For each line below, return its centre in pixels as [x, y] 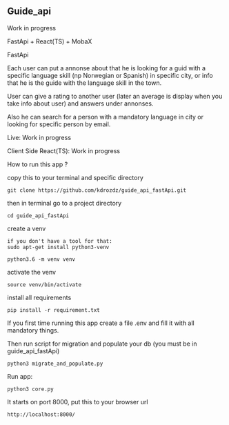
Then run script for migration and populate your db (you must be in [102, 344]
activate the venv [32, 272]
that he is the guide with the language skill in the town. [84, 83]
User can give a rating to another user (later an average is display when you [115, 96]
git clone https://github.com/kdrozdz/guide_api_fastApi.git [97, 190]
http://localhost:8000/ [41, 414]
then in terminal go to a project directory [64, 203]
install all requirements [39, 297]
